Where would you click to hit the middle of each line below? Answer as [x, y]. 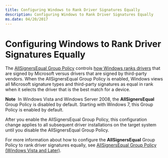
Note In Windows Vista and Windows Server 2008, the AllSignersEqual [80, 99]
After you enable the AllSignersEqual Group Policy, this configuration [76, 119]
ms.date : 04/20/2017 [27, 19]
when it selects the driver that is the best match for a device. [68, 89]
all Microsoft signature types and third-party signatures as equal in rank [79, 84]
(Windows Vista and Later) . [33, 150]
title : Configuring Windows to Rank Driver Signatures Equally [73, 10]
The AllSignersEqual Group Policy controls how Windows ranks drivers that [83, 68]
